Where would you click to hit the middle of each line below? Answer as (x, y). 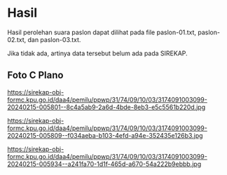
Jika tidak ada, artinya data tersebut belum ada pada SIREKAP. (97, 53)
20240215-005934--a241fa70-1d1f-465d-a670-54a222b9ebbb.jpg (104, 164)
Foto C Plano (35, 75)
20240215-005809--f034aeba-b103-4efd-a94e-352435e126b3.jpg (105, 135)
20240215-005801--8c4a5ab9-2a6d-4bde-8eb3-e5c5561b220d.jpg (106, 107)
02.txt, (17, 39)
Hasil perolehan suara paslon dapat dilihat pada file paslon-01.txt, (102, 32)
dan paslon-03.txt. (54, 39)
